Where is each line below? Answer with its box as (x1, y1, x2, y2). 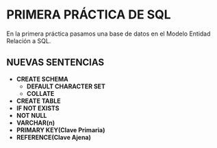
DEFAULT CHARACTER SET (26, 82, 105, 90)
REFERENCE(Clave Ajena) (16, 133, 92, 141)
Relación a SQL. (6, 36, 51, 45)
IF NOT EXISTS (16, 103, 60, 112)
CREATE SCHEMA (16, 75, 69, 83)
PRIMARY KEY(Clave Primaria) (16, 125, 105, 134)
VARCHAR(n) (16, 119, 55, 127)
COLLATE (26, 89, 55, 97)
